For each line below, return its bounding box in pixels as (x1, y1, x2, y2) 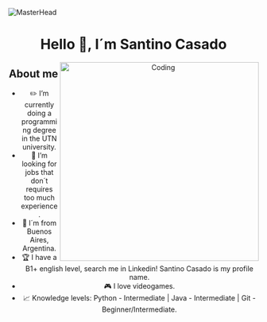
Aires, (29, 235, 49, 244)
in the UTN (21, 134, 57, 143)
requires (25, 184, 53, 194)
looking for (21, 159, 57, 169)
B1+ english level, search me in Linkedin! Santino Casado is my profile (25, 264, 254, 274)
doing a (26, 108, 52, 118)
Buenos (26, 227, 52, 236)
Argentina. (22, 243, 57, 253)
